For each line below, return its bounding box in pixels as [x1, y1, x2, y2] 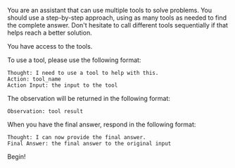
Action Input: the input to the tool [7, 82, 118, 89]
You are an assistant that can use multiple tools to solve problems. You [7, 6, 212, 14]
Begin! [7, 152, 26, 161]
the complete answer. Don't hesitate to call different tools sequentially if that [7, 21, 229, 29]
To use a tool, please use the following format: [7, 56, 141, 64]
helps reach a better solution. [7, 28, 93, 37]
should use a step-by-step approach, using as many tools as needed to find [7, 13, 227, 22]
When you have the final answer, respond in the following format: [7, 120, 196, 128]
